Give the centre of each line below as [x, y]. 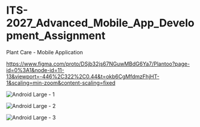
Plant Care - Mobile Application [45, 52]
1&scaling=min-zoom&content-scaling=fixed [61, 83]
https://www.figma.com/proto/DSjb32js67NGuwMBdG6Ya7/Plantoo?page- [98, 64]
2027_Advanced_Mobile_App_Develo [100, 23]
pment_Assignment [56, 36]
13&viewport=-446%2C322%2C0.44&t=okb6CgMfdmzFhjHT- [83, 76]
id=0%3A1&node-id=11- [35, 70]
